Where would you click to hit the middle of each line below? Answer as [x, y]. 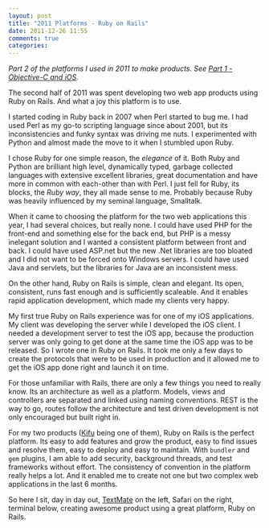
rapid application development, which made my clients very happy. [119, 301]
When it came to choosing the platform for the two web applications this [128, 217]
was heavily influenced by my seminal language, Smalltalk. [106, 201]
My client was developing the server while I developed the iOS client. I [124, 325]
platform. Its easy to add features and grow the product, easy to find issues [133, 441]
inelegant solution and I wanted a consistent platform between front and [127, 242]
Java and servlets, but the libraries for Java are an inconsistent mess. [123, 268]
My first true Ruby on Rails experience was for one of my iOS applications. [131, 316]
